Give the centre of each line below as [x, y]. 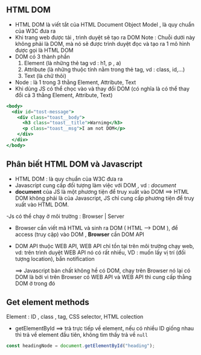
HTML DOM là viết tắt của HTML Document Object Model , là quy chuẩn [105, 24]
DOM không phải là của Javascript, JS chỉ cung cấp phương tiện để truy [104, 198]
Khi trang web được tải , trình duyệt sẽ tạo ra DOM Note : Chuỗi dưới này [105, 37]
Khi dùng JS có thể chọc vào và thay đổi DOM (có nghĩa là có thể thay [102, 88]
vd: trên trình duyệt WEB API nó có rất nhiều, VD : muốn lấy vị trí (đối [100, 252]
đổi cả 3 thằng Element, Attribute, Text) [64, 95]
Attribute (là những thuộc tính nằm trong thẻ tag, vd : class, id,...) [104, 69]
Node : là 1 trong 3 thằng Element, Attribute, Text [75, 82]
